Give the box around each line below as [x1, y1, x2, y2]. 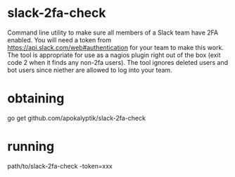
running [7, 139, 55, 154]
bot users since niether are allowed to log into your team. [7, 66, 172, 74]
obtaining [7, 90, 65, 106]
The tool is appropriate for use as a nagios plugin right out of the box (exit [7, 51, 221, 59]
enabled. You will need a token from [7, 35, 111, 44]
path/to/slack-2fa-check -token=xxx [7, 161, 113, 170]
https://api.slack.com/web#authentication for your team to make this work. [7, 43, 224, 51]
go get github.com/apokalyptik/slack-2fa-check [7, 114, 146, 122]
